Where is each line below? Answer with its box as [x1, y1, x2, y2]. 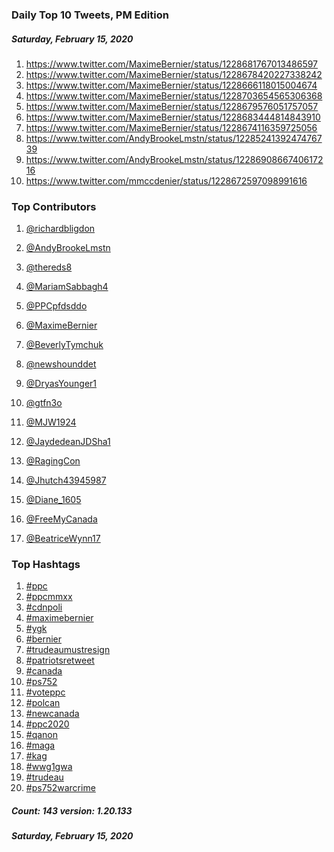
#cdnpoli [25, 601, 63, 613]
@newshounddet [25, 358, 97, 370]
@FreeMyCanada [25, 513, 98, 525]
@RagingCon [25, 455, 81, 467]
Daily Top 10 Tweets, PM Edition [11, 8, 169, 22]
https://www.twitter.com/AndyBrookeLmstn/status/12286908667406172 [25, 153, 324, 165]
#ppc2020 [25, 718, 70, 730]
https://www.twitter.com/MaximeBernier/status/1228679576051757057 [25, 100, 319, 112]
